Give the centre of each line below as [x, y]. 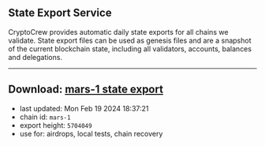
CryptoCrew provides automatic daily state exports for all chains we [118, 32]
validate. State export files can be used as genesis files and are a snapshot [130, 40]
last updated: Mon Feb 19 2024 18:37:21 [84, 108]
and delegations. [35, 57]
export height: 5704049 [56, 125]
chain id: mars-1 [45, 117]
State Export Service [60, 13]
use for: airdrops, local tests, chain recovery [91, 133]
